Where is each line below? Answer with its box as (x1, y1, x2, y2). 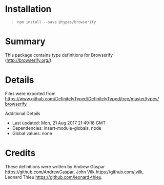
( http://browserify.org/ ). (5, 57, 53, 63)
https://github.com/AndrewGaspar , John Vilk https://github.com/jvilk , (5, 169, 144, 175)
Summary (5, 36, 45, 47)
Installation (5, 3, 52, 15)
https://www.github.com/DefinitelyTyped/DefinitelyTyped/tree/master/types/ (5, 95, 159, 101)
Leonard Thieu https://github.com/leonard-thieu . (5, 174, 103, 180)
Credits (5, 148, 36, 159)
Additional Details (5, 110, 41, 116)
